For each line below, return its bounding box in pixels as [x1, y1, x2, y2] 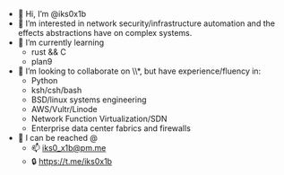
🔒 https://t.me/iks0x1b [30, 156, 113, 166]
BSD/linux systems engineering [30, 94, 147, 105]
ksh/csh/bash [30, 85, 82, 95]
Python [30, 75, 58, 85]
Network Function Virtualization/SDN [30, 113, 168, 124]
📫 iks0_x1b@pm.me [30, 143, 107, 153]
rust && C [30, 47, 67, 57]
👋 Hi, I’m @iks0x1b [17, 9, 87, 19]
